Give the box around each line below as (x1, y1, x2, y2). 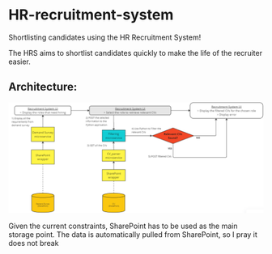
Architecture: (8, 80, 78, 94)
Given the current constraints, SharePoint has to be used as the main (8, 221, 238, 231)
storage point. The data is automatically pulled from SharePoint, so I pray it (8, 230, 257, 239)
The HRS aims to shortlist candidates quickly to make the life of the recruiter (8, 48, 263, 57)
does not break (8, 239, 59, 248)
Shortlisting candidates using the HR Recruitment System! (8, 32, 202, 42)
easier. (8, 57, 31, 66)
